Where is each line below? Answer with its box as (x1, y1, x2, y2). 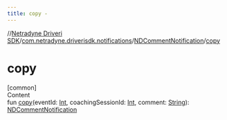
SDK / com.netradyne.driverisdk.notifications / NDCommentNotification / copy (7, 36, 220, 45)
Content (7, 90, 30, 99)
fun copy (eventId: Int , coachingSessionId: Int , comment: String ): (7, 98, 190, 106)
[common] (7, 83, 37, 92)
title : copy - (7, 10, 48, 17)
